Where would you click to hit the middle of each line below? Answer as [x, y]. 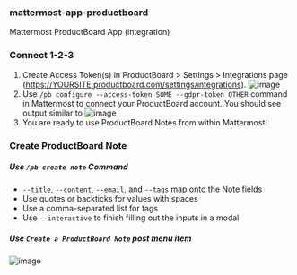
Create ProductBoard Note [68, 145]
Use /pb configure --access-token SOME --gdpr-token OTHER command [155, 94]
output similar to [52, 113]
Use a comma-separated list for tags [90, 209]
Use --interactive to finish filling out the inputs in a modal [131, 218]
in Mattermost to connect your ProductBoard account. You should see [152, 103]
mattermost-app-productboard [79, 13]
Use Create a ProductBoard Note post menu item [100, 238]
